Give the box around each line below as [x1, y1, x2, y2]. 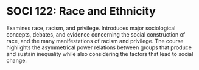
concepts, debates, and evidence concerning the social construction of [6, 30, 186, 38]
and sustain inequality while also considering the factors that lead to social [6, 50, 194, 57]
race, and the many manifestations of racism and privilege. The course [6, 37, 184, 44]
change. [6, 57, 27, 64]
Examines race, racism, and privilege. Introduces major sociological [6, 24, 176, 32]
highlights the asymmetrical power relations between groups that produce [6, 44, 192, 51]
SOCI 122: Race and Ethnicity [6, 4, 156, 18]
